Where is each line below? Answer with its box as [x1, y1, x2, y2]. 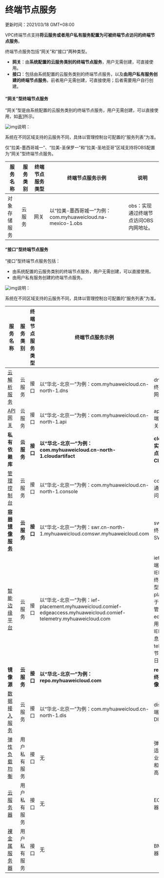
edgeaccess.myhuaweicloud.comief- [40, 609, 126, 616]
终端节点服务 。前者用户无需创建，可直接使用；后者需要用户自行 [20, 77, 149, 83]
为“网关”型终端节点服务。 [5, 151, 56, 157]
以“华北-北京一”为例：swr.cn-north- [40, 524, 125, 531]
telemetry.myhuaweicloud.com [40, 615, 111, 622]
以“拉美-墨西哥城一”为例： [49, 208, 111, 214]
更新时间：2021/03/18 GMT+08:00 [5, 22, 75, 27]
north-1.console [40, 488, 78, 495]
